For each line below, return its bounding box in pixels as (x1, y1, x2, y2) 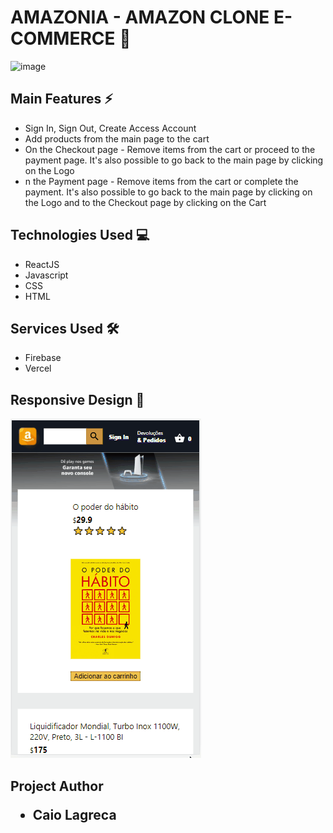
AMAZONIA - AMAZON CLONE (10, 6, 270, 29)
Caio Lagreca (32, 806, 117, 823)
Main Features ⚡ (10, 91, 113, 108)
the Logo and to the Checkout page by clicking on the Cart (24, 196, 267, 208)
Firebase (24, 352, 62, 364)
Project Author (10, 777, 104, 795)
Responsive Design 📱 (10, 391, 145, 408)
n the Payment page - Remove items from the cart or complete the (24, 175, 299, 187)
